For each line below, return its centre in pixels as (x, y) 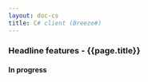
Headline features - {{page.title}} (74, 51)
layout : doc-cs (34, 16)
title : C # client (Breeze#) (55, 23)
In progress (28, 70)
